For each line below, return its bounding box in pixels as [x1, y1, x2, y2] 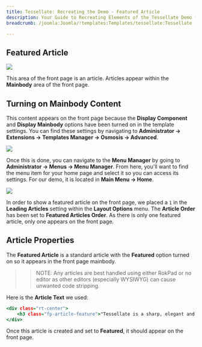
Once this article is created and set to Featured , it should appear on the [6, 327, 183, 334]
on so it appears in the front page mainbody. [6, 257, 116, 265]
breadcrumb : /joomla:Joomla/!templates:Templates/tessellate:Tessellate [6, 20, 192, 26]
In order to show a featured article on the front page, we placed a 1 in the [6, 199, 188, 206]
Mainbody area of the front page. [6, 81, 90, 88]
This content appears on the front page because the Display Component [6, 115, 188, 121]
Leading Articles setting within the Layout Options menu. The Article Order [6, 205, 195, 212]
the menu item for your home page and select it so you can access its [6, 170, 179, 176]
